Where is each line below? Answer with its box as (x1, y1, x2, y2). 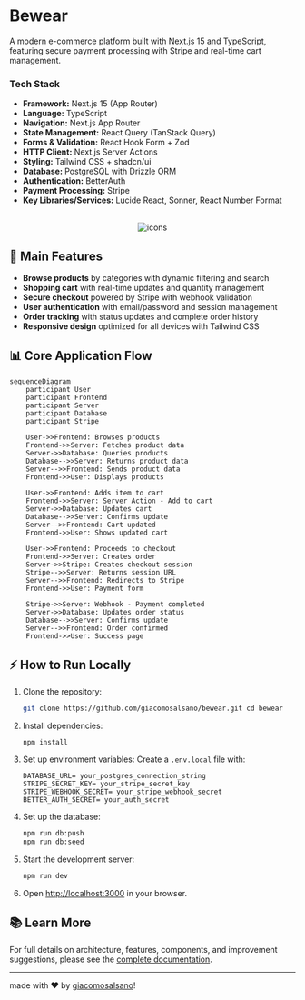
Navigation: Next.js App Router (22, 117, 141, 128)
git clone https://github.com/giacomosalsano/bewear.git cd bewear (22, 704, 283, 713)
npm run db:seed (22, 837, 84, 846)
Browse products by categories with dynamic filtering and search (22, 273, 270, 284)
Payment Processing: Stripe (22, 185, 130, 196)
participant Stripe (25, 416, 100, 425)
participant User (25, 385, 92, 394)
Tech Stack (9, 77, 61, 90)
